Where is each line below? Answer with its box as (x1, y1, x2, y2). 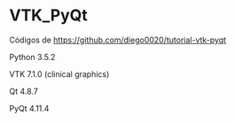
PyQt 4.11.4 (9, 103, 50, 113)
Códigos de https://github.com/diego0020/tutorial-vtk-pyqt (9, 34, 227, 45)
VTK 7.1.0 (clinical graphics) (9, 68, 110, 80)
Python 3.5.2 (9, 51, 56, 62)
